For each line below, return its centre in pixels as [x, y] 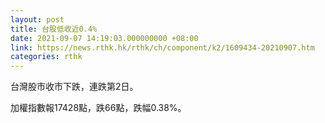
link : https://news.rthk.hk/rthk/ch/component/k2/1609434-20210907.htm [162, 47]
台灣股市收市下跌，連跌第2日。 [74, 87]
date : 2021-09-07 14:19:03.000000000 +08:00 [104, 38]
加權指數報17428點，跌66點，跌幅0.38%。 [98, 108]
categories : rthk [46, 57]
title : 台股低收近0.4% [54, 29]
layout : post [37, 19]
